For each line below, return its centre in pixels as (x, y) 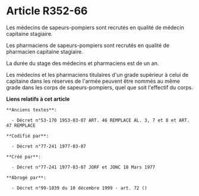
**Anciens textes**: (32, 110)
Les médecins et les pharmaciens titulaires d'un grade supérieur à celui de (97, 74)
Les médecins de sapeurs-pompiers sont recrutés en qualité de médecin (95, 27)
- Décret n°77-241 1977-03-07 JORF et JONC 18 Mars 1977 (83, 167)
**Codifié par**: (28, 136)
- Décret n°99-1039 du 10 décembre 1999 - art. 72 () (79, 188)
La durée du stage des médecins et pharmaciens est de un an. (83, 63)
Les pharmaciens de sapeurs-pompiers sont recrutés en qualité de (88, 45)
